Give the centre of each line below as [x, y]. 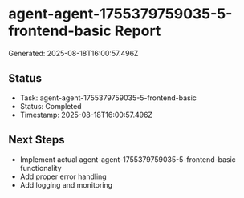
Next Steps [37, 140]
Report [138, 31]
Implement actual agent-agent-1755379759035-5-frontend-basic [128, 159]
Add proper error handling [63, 176]
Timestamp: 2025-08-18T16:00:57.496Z [86, 115]
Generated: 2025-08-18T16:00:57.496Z [73, 53]
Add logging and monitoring [66, 184]
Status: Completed [51, 106]
